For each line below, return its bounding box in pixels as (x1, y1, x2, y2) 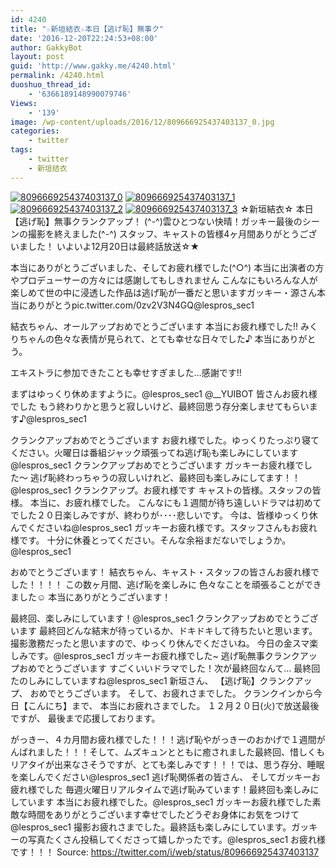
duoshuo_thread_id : (10, 80, 92, 90)
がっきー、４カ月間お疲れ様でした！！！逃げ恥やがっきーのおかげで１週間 (10, 733, 317, 745)
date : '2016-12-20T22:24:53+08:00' (10, 33, 159, 43)
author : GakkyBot (10, 42, 83, 53)
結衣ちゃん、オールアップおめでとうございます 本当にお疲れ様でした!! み (10, 320, 310, 332)
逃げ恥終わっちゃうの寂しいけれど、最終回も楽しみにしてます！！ (29, 471, 302, 483)
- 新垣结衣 (28, 163, 68, 173)
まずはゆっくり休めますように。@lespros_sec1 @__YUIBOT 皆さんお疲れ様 (10, 387, 318, 400)
